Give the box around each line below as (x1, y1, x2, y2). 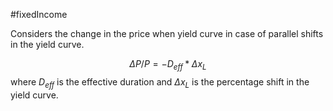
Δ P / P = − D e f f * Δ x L (129, 58, 207, 72)
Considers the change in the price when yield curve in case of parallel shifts (10, 28, 324, 39)
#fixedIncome (10, 9, 68, 20)
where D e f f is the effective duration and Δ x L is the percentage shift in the (10, 75, 310, 90)
